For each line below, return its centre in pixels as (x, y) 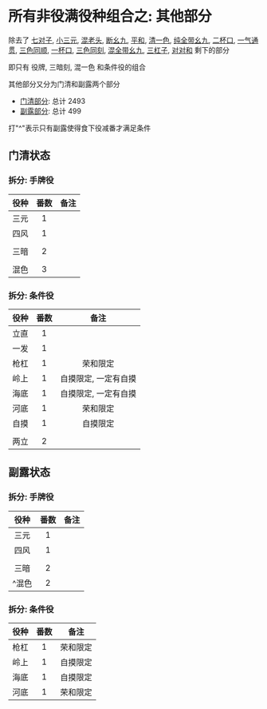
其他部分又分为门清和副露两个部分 (64, 84)
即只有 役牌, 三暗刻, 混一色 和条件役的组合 (77, 67)
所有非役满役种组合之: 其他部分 (110, 16)
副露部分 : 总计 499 (51, 111)
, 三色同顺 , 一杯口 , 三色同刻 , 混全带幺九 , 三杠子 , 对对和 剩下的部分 (122, 50)
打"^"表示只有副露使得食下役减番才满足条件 (80, 128)
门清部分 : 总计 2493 (53, 101)
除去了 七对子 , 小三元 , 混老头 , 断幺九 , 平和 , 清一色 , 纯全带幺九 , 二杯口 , (122, 40)
